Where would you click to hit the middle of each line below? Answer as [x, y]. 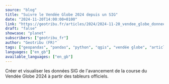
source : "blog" [21, 10]
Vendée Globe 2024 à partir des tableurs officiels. [57, 76]
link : [11, 24]
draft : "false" [21, 29]
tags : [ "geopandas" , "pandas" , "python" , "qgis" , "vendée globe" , [76, 47]
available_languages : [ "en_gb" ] [39, 57]
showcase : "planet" [26, 33]
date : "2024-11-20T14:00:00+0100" [41, 19]
